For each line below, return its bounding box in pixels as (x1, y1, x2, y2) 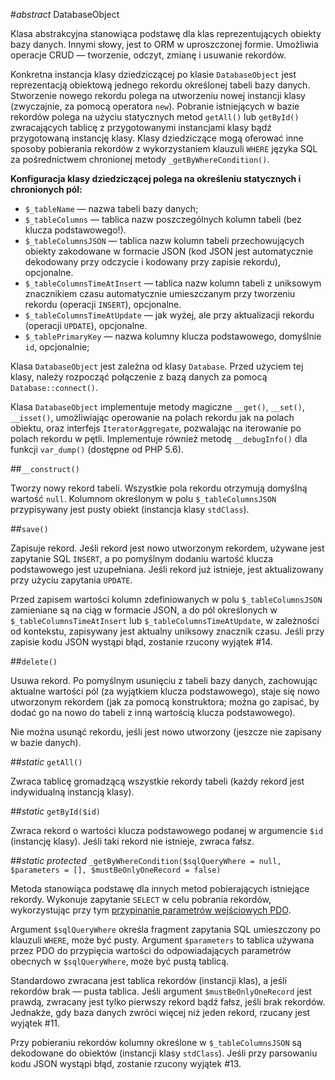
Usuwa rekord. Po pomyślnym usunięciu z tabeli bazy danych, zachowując (10, 675, 318, 686)
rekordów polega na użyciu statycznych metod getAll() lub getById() (10, 111, 300, 123)
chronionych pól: (10, 184, 83, 195)
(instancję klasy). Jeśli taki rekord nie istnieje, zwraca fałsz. (10, 835, 255, 847)
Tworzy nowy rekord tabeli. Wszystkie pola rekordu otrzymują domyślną (10, 482, 308, 494)
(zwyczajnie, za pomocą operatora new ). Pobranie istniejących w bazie (10, 100, 300, 112)
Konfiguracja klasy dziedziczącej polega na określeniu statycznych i (10, 173, 302, 184)
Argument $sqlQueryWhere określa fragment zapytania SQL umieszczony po (10, 924, 321, 935)
